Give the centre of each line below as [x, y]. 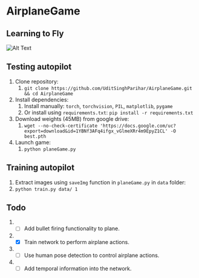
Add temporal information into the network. [78, 268]
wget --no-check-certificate [61, 126]
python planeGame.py [50, 149]
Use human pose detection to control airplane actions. [92, 255]
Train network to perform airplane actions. [77, 242]
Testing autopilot [39, 67]
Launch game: [33, 142]
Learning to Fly [35, 34]
